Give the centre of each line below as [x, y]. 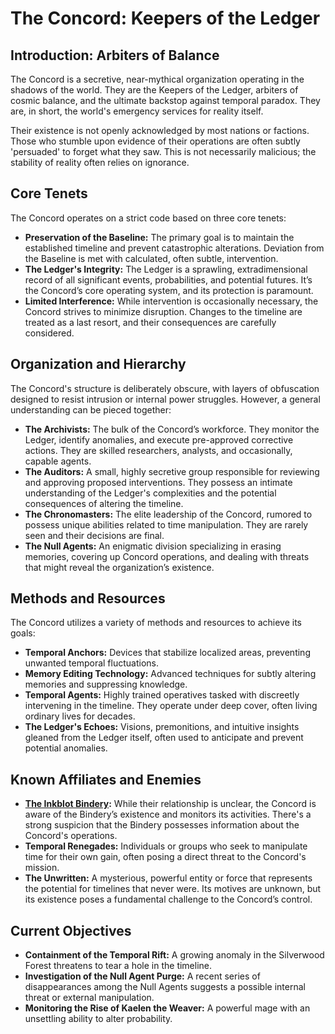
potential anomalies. [66, 748]
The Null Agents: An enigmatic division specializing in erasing [153, 546]
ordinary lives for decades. [80, 716]
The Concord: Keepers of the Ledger [165, 18]
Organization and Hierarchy [98, 364]
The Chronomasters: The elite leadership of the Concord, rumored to [168, 514]
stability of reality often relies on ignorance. [100, 162]
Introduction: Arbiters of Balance [115, 55]
